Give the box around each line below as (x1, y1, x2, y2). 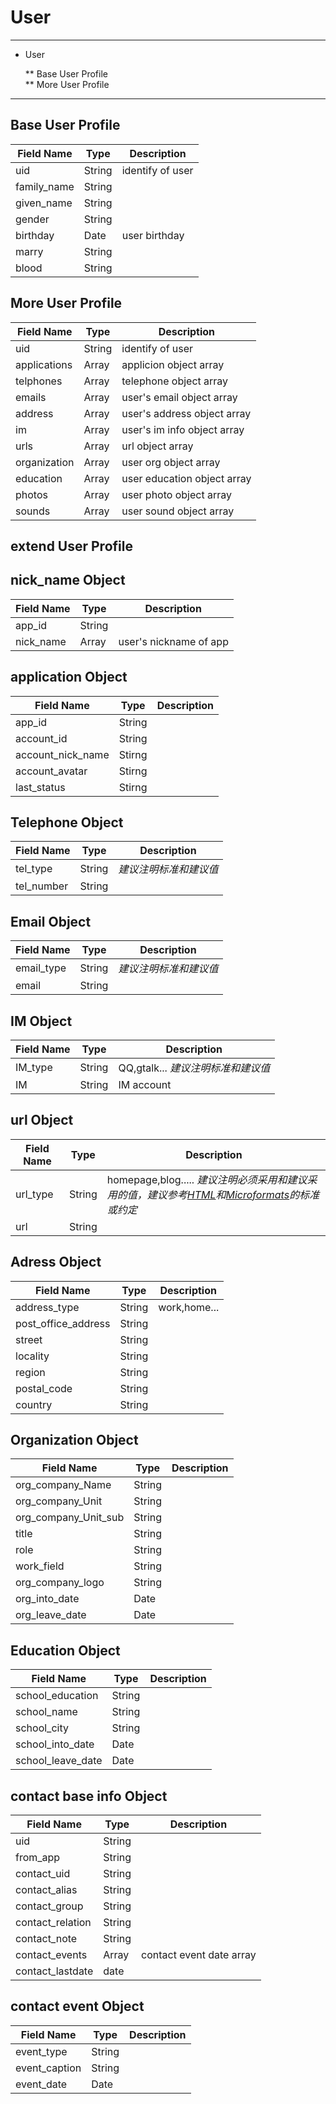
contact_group (15, 1899, 84, 1913)
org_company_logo (15, 1576, 105, 1590)
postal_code (15, 1381, 73, 1395)
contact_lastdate (15, 1964, 94, 1978)
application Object (10, 669, 128, 686)
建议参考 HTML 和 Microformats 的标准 (146, 1187, 320, 1201)
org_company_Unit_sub (15, 1511, 125, 1525)
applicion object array (121, 357, 225, 371)
